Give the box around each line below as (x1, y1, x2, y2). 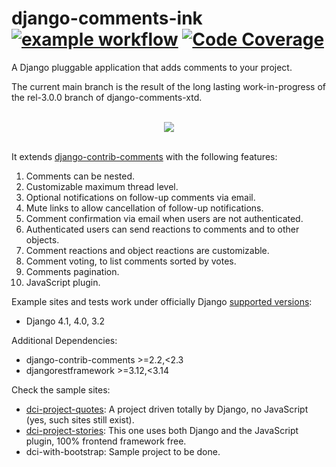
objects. (25, 233, 60, 246)
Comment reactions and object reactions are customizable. (25, 244, 270, 256)
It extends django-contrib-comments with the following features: (11, 150, 278, 162)
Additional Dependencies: (11, 334, 118, 346)
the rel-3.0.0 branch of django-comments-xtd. (11, 91, 203, 103)
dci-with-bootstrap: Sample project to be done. (25, 445, 221, 457)
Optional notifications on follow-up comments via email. (25, 191, 256, 203)
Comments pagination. (25, 265, 120, 277)
